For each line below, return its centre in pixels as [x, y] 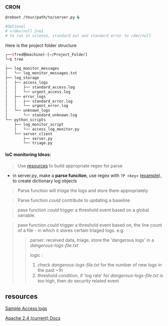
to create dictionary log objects [45, 181]
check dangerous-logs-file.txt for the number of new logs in [100, 265]
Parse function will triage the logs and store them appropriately [83, 190]
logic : [36, 255]
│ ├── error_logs [26, 96]
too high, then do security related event [78, 281]
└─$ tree [14, 59]
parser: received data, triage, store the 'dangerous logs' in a [92, 240]
